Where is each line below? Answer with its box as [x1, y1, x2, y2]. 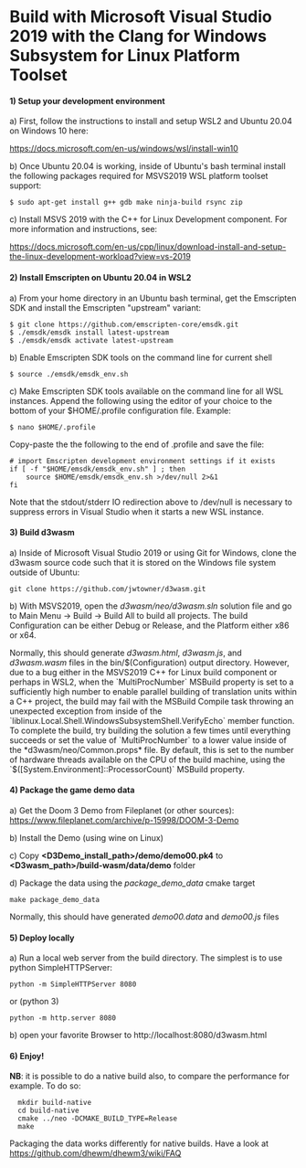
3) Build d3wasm [9, 527, 75, 538]
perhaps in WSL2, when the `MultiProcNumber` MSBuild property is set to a [9, 676, 294, 687]
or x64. [9, 629, 37, 641]
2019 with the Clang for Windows [9, 26, 268, 47]
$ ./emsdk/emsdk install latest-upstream [9, 327, 170, 337]
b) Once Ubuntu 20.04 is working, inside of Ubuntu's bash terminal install [9, 161, 286, 172]
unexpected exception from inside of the [9, 706, 163, 717]
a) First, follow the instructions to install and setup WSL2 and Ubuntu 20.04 [9, 116, 292, 127]
